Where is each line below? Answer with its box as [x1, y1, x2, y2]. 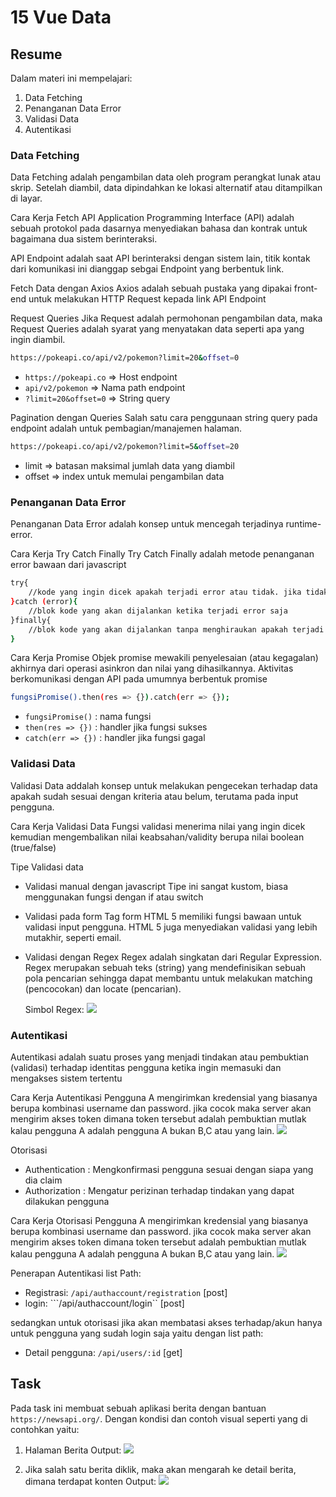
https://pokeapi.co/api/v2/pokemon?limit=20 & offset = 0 [10, 353, 240, 363]
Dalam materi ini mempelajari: [10, 72, 133, 84]
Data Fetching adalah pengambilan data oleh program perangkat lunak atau [10, 171, 321, 183]
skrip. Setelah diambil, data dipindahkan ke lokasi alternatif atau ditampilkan [10, 182, 323, 194]
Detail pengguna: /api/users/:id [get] [24, 1346, 183, 1358]
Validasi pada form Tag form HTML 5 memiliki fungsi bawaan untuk [24, 910, 302, 922]
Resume [10, 46, 63, 63]
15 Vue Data [10, 6, 112, 29]
